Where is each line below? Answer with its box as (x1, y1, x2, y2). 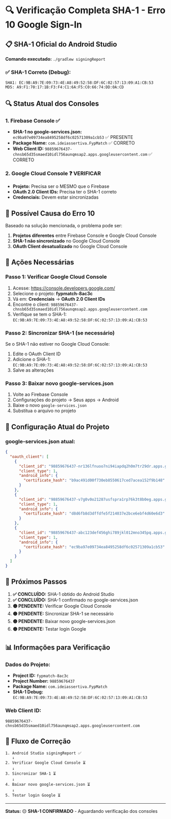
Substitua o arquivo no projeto (12, 407, 76, 414)
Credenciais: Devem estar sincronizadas (12, 194, 99, 200)
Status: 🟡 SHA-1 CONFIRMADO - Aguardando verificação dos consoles (5, 808, 158, 814)
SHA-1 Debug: (12, 689, 43, 695)
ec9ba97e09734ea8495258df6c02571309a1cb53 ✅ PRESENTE (12, 134, 133, 140)
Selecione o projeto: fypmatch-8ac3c (12, 290, 93, 297)
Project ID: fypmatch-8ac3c (12, 672, 69, 679)
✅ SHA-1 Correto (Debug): (5, 68, 71, 76)
